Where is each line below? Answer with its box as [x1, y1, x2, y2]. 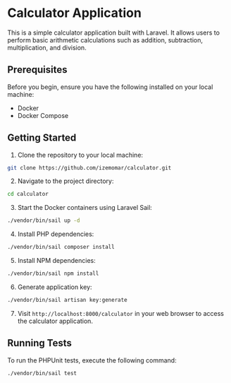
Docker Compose [17, 111, 69, 119]
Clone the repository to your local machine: [17, 151, 143, 159]
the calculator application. [17, 317, 94, 325]
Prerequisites [7, 64, 68, 76]
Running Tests [7, 337, 72, 349]
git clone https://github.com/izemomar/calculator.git [7, 164, 172, 171]
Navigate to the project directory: [17, 177, 114, 185]
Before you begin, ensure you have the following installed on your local [7, 83, 213, 91]
